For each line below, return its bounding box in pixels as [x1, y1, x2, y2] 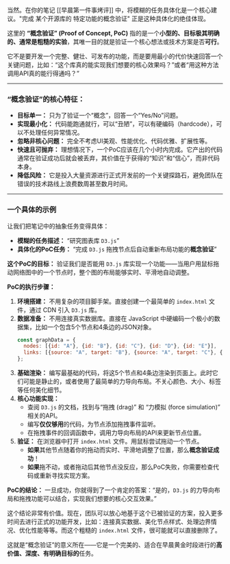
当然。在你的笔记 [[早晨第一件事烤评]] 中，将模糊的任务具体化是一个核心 [7, 6, 212, 14]
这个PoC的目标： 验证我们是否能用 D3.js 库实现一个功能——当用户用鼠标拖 [7, 259, 220, 268]
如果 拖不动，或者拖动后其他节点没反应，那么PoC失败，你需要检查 [27, 463, 214, 471]
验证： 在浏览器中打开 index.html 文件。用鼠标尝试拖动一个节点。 [16, 437, 203, 446]
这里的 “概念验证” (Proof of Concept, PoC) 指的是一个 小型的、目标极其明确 [7, 29, 220, 37]
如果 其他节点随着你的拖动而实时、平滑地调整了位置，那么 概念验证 [27, 446, 214, 454]
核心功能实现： [16, 394, 60, 402]
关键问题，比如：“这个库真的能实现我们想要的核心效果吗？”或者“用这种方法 [7, 61, 219, 68]
